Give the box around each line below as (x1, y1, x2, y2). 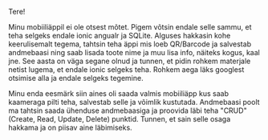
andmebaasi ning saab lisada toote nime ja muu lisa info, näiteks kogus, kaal (8, 48, 261, 57)
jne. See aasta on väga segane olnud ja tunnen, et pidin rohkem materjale (8, 56, 251, 66)
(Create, (8, 114, 36, 123)
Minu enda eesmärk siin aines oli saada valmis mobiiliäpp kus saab (8, 89, 229, 98)
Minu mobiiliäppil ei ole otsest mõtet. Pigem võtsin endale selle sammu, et (8, 22, 252, 31)
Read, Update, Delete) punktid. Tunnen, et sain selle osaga (37, 114, 231, 123)
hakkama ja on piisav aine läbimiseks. (8, 123, 132, 132)
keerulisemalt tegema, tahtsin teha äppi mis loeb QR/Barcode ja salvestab (8, 39, 251, 49)
